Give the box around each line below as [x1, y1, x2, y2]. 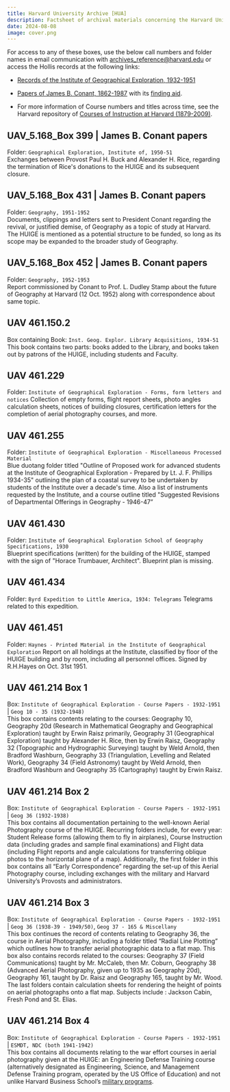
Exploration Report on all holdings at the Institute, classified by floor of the [7, 647, 218, 656]
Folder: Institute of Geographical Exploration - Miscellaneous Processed [7, 448, 222, 457]
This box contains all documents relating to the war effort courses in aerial [7, 1048, 217, 1056]
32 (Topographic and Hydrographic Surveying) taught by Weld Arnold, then [7, 744, 220, 752]
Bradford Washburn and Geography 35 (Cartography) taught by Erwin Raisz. [7, 766, 222, 774]
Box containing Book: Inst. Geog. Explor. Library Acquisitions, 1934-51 [7, 335, 219, 343]
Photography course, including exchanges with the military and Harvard [7, 869, 210, 878]
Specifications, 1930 [7, 543, 69, 550]
